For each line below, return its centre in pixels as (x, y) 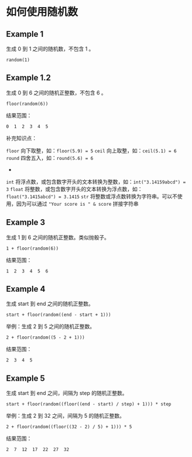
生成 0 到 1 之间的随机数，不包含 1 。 (50, 49)
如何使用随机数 (42, 12)
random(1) (18, 60)
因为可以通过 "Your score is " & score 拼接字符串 (77, 203)
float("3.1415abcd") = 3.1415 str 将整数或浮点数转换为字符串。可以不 (92, 196)
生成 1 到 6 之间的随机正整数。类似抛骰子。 (58, 237)
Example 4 (26, 289)
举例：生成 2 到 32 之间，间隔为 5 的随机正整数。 (65, 416)
